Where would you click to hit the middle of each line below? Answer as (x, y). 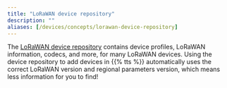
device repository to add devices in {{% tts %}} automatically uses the (109, 62)
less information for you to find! (53, 77)
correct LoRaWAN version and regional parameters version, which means (114, 69)
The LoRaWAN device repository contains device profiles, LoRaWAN (106, 47)
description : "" (31, 20)
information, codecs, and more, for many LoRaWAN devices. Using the (110, 54)
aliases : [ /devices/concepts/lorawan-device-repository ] (93, 27)
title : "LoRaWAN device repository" (61, 14)
